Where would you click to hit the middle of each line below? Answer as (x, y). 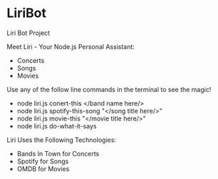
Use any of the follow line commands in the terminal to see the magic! (109, 89)
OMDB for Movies (43, 168)
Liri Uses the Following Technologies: (62, 140)
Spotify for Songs (43, 161)
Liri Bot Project (28, 33)
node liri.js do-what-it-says (57, 126)
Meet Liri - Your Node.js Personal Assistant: (71, 46)
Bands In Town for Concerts (58, 153)
